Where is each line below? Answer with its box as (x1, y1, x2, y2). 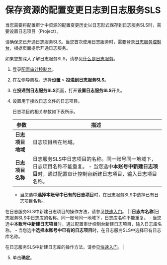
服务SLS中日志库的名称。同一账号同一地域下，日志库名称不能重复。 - (9, 215, 152, 221)
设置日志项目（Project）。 (9, 28, 61, 34)
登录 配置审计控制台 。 (12, 66, 56, 72)
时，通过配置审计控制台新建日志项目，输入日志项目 (37, 170, 158, 177)
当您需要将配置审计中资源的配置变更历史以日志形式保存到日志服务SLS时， (5, 22, 157, 28)
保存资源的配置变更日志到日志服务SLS (5, 4, 161, 16)
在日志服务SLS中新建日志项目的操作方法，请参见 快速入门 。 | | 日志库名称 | (5, 208, 155, 214)
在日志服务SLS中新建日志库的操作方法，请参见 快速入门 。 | (5, 244, 125, 250)
